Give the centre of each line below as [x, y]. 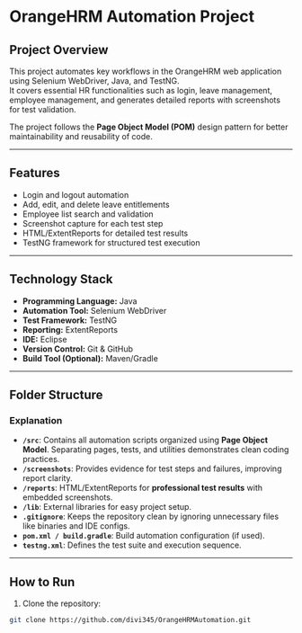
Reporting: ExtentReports [70, 329]
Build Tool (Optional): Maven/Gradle [90, 358]
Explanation [36, 420]
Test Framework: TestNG [70, 320]
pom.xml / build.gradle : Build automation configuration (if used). [143, 536]
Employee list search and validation [88, 214]
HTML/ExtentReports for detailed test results [105, 233]
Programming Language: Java [80, 301]
